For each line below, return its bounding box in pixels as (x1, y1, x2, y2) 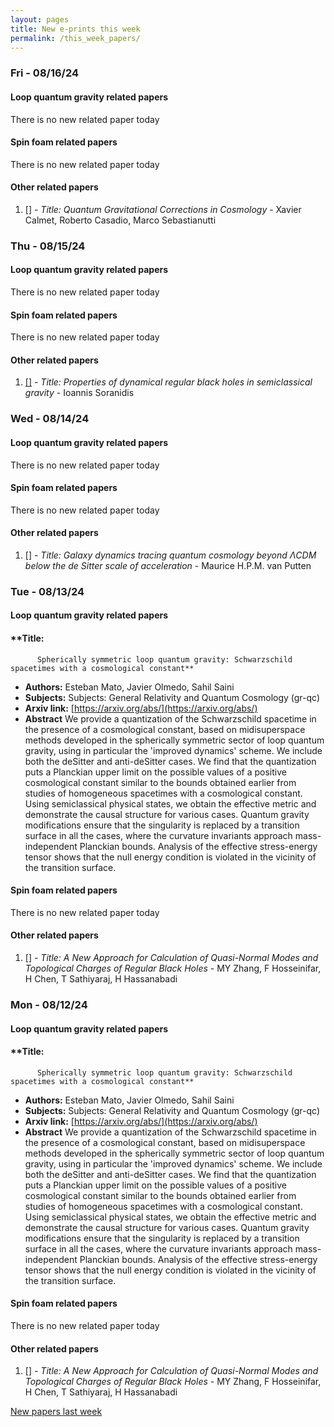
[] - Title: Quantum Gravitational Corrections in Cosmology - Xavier (24, 203, 302, 215)
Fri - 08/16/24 (10, 66, 80, 80)
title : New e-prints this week (10, 24, 141, 34)
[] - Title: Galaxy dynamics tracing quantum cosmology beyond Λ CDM (24, 549, 317, 561)
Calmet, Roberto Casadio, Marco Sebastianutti (24, 214, 217, 226)
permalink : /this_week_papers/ (10, 33, 141, 43)
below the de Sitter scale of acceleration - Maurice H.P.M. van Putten (24, 559, 312, 571)
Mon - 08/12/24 (10, 998, 88, 1012)
